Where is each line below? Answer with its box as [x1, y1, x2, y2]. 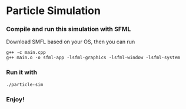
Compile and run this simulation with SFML [6, 25, 131, 33]
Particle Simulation [6, 4, 101, 18]
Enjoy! [6, 95, 25, 103]
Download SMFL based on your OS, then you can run [6, 38, 135, 45]
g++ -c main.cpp [6, 50, 46, 56]
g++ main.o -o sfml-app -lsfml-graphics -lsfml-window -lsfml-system [6, 54, 181, 61]
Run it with [6, 69, 37, 77]
